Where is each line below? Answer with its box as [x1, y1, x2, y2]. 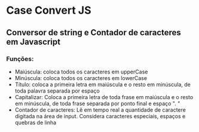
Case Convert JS [6, 4, 91, 17]
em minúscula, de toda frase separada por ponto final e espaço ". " [14, 100, 180, 107]
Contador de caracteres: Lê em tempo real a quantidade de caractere [14, 106, 186, 113]
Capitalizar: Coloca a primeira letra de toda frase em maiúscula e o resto [14, 93, 194, 100]
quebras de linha [14, 119, 57, 126]
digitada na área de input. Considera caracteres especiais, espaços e [14, 112, 186, 119]
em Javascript [6, 36, 61, 47]
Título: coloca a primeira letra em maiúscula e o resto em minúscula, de [14, 81, 191, 88]
